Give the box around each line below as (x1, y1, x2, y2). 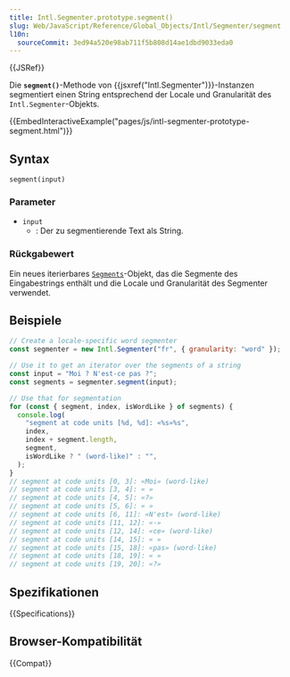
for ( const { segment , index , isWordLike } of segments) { (9, 402, 234, 411)
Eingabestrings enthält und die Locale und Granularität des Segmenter (9, 278, 269, 288)
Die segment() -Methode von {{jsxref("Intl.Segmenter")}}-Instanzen (9, 79, 254, 90)
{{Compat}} (9, 657, 52, 668)
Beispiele (9, 313, 62, 329)
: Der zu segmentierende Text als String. (35, 225, 185, 237)
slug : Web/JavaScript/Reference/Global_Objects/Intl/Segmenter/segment (9, 21, 281, 30)
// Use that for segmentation (9, 394, 122, 403)
